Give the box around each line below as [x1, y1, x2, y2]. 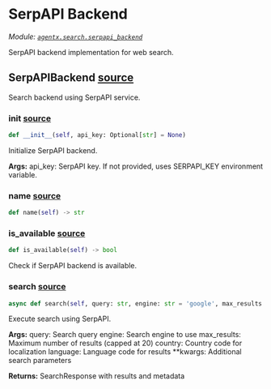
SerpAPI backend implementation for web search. [8, 47, 174, 57]
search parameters [8, 356, 72, 365]
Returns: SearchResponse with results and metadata [8, 371, 185, 381]
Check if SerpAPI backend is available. [8, 261, 138, 271]
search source [8, 281, 66, 293]
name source [8, 190, 61, 201]
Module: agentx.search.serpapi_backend [8, 32, 143, 41]
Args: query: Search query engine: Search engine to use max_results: [8, 330, 241, 340]
